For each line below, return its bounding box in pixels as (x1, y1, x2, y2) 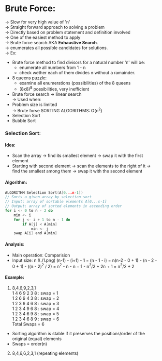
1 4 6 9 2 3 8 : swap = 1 (12, 290, 59, 296)
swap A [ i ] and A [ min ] (14, 231, 57, 236)
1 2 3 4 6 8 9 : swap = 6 (12, 316, 59, 322)
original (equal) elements (12, 336, 62, 342)
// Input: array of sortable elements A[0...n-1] (5, 199, 107, 204)
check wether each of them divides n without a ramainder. (19, 69, 135, 75)
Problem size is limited (12, 102, 57, 107)
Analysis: (5, 241, 25, 247)
